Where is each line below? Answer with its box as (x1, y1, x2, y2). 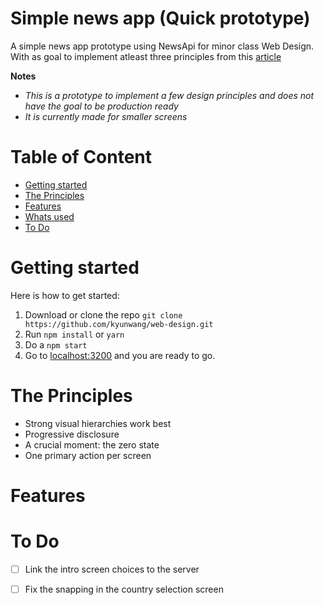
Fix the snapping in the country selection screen (24, 583, 224, 595)
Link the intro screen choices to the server (24, 563, 200, 575)
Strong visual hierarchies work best (24, 417, 172, 429)
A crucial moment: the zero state (24, 438, 160, 451)
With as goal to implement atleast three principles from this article (10, 50, 282, 62)
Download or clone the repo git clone (24, 308, 183, 321)
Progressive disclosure (24, 428, 120, 440)
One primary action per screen (24, 449, 152, 461)
